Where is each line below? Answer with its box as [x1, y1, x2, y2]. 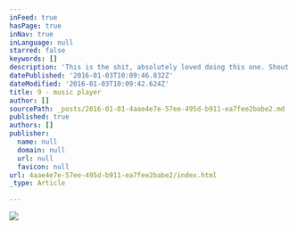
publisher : [9, 129, 50, 138]
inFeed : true [9, 12, 58, 22]
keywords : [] [9, 54, 58, 63]
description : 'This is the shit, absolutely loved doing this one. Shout [9, 63, 290, 72]
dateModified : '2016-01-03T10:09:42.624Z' [9, 79, 169, 88]
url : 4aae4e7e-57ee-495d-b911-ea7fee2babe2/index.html [9, 170, 218, 179]
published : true [9, 112, 70, 121]
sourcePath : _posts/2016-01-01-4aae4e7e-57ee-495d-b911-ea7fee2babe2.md [9, 104, 285, 113]
